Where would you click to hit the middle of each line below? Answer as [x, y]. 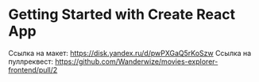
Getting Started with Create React [122, 15]
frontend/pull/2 [33, 69]
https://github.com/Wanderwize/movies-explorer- [137, 61]
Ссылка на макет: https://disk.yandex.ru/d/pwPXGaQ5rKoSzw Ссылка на [130, 53]
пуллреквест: [31, 61]
